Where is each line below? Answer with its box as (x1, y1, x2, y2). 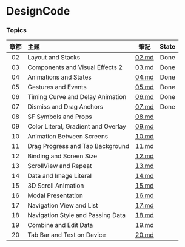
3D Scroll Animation (27, 181, 84, 190)
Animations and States (27, 73, 92, 81)
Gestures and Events (27, 83, 87, 92)
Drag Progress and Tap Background (27, 142, 129, 151)
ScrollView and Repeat (27, 162, 92, 171)
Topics (6, 26, 27, 35)
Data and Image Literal (27, 172, 92, 180)
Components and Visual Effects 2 (27, 63, 123, 72)
